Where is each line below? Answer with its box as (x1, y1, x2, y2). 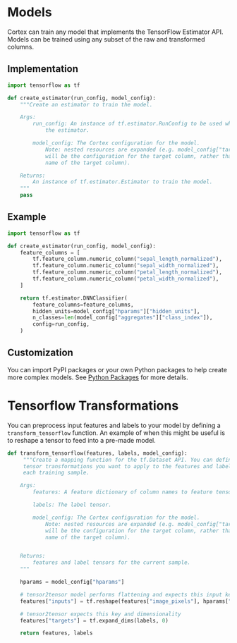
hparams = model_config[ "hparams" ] (20, 579, 125, 586)
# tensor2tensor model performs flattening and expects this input (20, 591, 222, 598)
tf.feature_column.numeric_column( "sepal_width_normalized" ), (32, 262, 219, 269)
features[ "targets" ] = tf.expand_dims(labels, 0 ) (20, 617, 169, 624)
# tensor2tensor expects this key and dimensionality (20, 611, 181, 618)
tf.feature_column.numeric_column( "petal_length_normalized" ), (32, 269, 222, 276)
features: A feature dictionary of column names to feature (32, 489, 213, 496)
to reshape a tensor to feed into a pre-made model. (7, 436, 157, 444)
